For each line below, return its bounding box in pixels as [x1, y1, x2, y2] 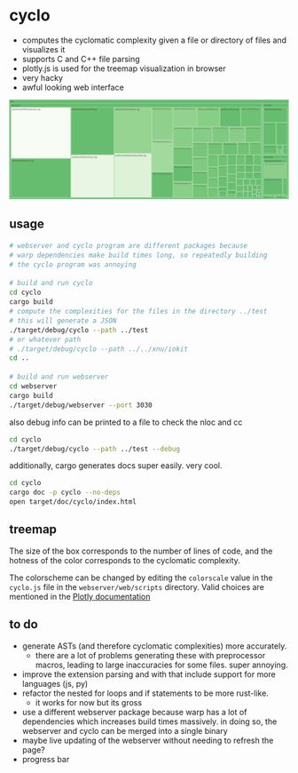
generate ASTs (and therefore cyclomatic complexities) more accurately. [21, 641, 287, 651]
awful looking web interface [21, 82, 124, 92]
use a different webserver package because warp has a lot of [21, 706, 247, 717]
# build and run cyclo [9, 279, 93, 288]
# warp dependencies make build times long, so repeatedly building [9, 251, 268, 259]
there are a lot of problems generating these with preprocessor [35, 649, 266, 660]
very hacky [21, 72, 64, 83]
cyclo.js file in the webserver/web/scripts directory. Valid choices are [9, 581, 264, 592]
